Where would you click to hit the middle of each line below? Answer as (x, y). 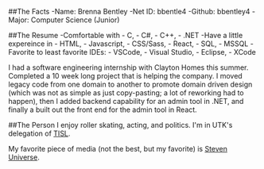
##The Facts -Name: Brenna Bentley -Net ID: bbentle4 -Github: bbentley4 (129, 12)
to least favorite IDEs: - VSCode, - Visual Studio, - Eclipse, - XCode (146, 52)
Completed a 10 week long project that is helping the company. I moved (125, 76)
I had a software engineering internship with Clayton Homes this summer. (128, 67)
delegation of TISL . (39, 133)
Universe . (24, 157)
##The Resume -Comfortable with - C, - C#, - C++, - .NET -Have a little (126, 35)
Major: (19, 20)
